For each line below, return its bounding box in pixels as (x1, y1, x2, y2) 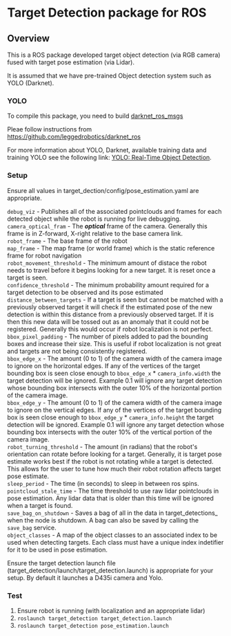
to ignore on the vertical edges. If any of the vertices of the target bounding (7, 406, 222, 414)
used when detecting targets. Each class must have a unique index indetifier (7, 538, 224, 546)
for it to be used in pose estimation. (7, 545, 108, 554)
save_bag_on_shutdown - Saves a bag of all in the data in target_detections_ (7, 509, 219, 517)
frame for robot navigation (7, 251, 82, 260)
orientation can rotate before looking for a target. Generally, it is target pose (7, 450, 222, 458)
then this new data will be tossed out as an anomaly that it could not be (7, 317, 209, 326)
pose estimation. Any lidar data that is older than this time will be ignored (7, 493, 214, 502)
